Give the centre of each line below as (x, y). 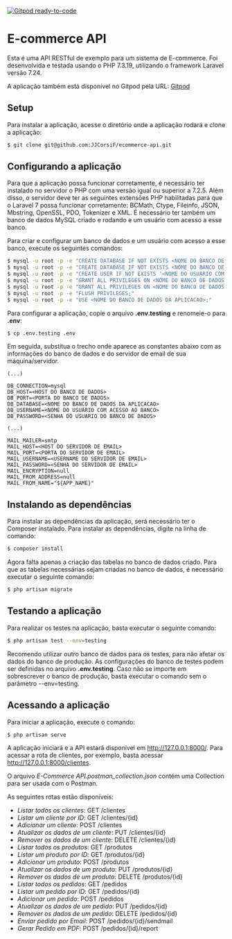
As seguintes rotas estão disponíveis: (61, 797)
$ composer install (35, 549)
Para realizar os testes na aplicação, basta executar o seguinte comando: (112, 628)
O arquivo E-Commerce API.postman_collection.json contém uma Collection (116, 776)
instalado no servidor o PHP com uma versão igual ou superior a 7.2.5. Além (115, 190)
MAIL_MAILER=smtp (32, 441)
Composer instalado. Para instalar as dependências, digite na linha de (107, 529)
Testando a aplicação (54, 611)
